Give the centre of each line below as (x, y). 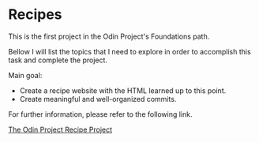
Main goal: (25, 75)
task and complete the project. (58, 60)
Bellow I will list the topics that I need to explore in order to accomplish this (129, 51)
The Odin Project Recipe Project (60, 129)
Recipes (35, 15)
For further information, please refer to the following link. (100, 114)
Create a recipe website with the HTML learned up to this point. (123, 90)
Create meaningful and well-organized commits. (98, 99)
